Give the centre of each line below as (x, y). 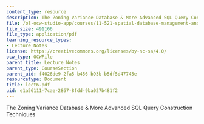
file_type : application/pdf (42, 34)
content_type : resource (36, 12)
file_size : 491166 (29, 29)
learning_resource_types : (39, 40)
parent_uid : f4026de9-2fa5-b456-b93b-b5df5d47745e (72, 74)
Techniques (21, 114)
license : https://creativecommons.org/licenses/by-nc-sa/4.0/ (87, 51)
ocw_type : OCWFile (29, 57)
